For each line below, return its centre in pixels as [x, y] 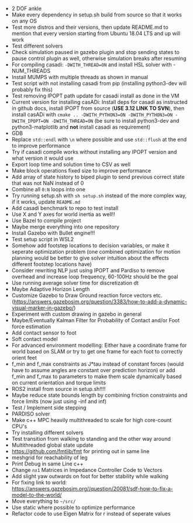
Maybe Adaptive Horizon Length [51, 289]
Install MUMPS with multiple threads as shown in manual [80, 77]
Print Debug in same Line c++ [47, 464]
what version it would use [42, 158]
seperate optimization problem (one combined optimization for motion [96, 252]
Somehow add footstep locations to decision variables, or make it [90, 245]
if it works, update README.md [46, 202]
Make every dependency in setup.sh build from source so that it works [97, 15]
